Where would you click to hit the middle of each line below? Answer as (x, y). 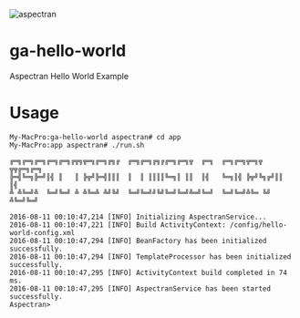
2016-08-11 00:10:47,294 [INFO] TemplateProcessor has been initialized (150, 256)
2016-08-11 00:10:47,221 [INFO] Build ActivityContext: (118, 225)
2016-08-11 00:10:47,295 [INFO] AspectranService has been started (140, 288)
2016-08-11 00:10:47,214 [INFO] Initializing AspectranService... (138, 217)
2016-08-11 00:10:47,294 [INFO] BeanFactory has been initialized (138, 241)
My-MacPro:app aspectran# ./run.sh (77, 145)
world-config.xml (42, 232)
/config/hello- (258, 225)
